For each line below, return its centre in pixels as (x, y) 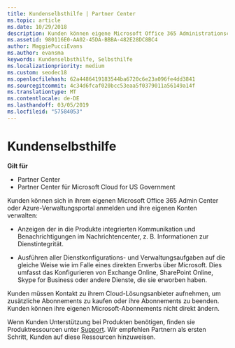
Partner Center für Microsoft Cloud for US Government (96, 187)
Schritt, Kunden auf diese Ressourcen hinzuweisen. (81, 337)
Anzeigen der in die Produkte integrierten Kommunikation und (106, 229)
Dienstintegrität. (41, 243)
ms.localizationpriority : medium (56, 66)
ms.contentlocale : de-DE (43, 99)
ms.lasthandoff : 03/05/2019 (48, 105)
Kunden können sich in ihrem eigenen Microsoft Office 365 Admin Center (113, 200)
